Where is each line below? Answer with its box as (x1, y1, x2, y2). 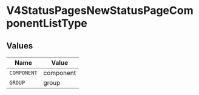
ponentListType (6, 16, 88, 30)
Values (6, 41, 33, 51)
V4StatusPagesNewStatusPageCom (6, 4, 194, 18)
